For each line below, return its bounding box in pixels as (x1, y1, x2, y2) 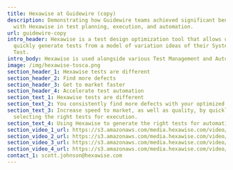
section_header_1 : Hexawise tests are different (7, 68, 150, 75)
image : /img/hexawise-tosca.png (7, 62, 101, 69)
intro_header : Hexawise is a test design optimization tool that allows (7, 36, 222, 43)
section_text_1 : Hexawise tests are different (7, 94, 144, 101)
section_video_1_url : (7, 126, 70, 133)
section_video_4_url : (7, 146, 70, 153)
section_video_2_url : (7, 133, 70, 139)
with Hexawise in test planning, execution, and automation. (13, 23, 194, 30)
